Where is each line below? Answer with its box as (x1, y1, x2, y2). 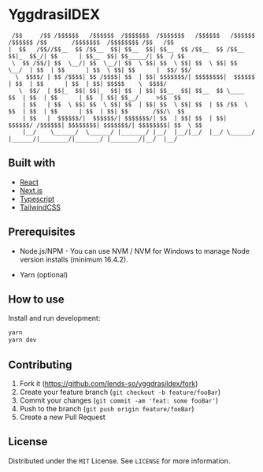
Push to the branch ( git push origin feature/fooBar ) (19, 403, 194, 413)
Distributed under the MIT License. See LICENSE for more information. (8, 455, 231, 466)
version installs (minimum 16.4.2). (19, 255, 128, 264)
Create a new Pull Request (19, 412, 106, 422)
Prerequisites (8, 225, 76, 239)
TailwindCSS (19, 203, 61, 212)
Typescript (19, 194, 55, 203)
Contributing (8, 358, 72, 371)
